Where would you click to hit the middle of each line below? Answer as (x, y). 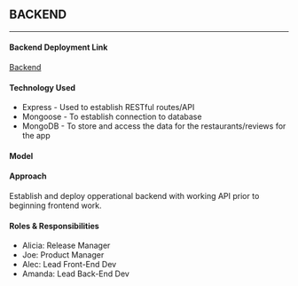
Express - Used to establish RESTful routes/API (108, 107)
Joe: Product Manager (63, 255)
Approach (28, 176)
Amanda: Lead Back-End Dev (76, 274)
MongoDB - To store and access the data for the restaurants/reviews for (154, 126)
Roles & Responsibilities (54, 226)
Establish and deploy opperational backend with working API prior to (134, 196)
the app (36, 136)
